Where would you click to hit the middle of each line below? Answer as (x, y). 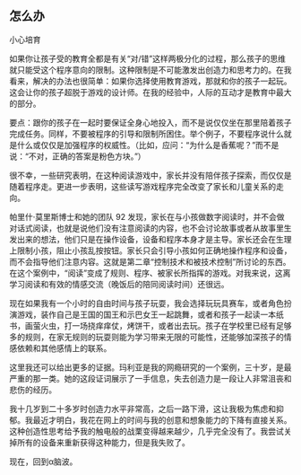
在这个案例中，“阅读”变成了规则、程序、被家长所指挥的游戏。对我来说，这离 (150, 273)
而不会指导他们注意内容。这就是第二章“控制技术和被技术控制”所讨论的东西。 (150, 261)
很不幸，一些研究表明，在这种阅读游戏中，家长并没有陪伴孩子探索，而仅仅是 (150, 175)
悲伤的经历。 (33, 390)
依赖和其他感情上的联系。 (64, 347)
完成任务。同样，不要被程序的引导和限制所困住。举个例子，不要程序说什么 (146, 134)
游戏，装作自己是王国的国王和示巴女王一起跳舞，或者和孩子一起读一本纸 (150, 314)
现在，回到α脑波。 (43, 462)
